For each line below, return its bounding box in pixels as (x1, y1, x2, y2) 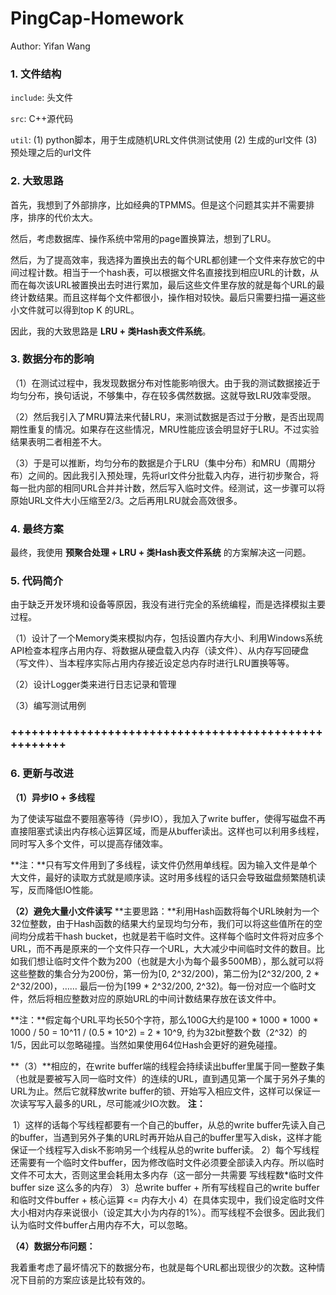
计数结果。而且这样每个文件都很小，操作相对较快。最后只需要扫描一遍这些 (18, 291, 326, 303)
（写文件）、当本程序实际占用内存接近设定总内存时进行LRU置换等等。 (10, 657, 295, 669)
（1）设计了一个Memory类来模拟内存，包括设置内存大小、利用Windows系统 (10, 632, 323, 644)
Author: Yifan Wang (10, 40, 91, 52)
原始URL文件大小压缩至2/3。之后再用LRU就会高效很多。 (10, 494, 243, 506)
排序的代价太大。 (27, 211, 98, 223)
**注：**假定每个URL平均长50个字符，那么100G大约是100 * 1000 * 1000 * (10, 1013, 319, 1026)
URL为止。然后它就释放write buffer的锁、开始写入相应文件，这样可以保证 (10, 1085, 312, 1097)
